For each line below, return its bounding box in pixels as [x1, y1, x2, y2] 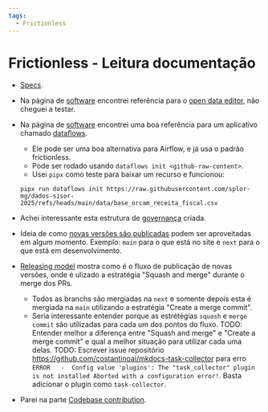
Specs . [19, 80, 43, 90]
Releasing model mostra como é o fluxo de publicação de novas [19, 262, 233, 271]
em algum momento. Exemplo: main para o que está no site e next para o [19, 238, 261, 247]
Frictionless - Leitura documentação [8, 54, 256, 72]
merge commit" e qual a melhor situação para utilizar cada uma [31, 337, 242, 346]
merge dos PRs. [19, 279, 73, 288]
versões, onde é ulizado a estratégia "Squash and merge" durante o [19, 270, 245, 279]
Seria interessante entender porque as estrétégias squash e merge [31, 311, 247, 321]
